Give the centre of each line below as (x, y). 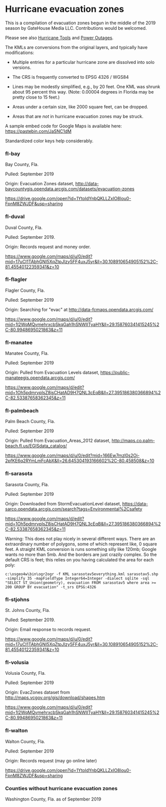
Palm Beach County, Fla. (30, 422)
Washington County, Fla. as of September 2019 (53, 799)
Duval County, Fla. (24, 227)
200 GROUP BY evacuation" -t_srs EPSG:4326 (51, 587)
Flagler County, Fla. (25, 290)
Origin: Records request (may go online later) (51, 760)
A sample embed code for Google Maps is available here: (64, 126)
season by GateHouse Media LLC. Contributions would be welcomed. (76, 28)
